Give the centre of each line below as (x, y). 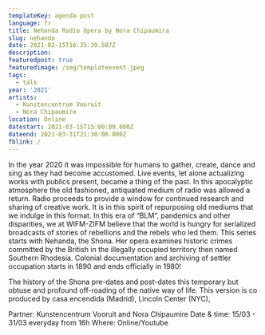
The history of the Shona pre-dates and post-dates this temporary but (123, 282)
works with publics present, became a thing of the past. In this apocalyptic (131, 181)
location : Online (37, 120)
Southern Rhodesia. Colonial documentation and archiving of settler (120, 258)
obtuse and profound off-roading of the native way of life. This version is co (133, 290)
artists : (23, 97)
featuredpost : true (41, 61)
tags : (17, 75)
